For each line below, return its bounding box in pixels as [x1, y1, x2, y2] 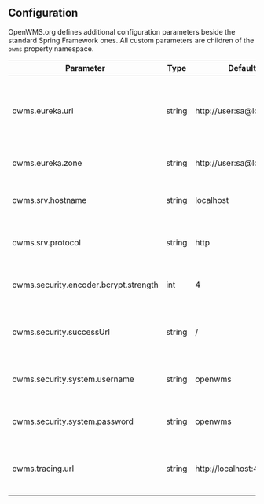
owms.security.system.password [12, 416, 134, 427]
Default [227, 62, 257, 73]
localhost [195, 194, 229, 205]
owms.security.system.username [12, 373, 135, 384]
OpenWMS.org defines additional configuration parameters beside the [8, 27, 236, 36]
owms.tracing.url [12, 463, 75, 474]
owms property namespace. [8, 43, 94, 53]
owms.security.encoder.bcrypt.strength [12, 279, 159, 290]
